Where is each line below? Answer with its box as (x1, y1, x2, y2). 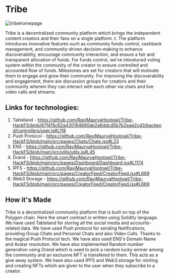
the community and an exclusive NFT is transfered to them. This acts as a (5, 252, 158, 258)
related (5, 225, 20, 231)
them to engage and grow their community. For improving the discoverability (5, 73, 164, 79)
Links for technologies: (5, 103, 80, 112)
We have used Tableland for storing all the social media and (5, 220, 130, 226)
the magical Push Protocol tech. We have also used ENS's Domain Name (5, 236, 156, 242)
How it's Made (5, 195, 51, 204)
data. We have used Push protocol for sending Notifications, (21, 225, 146, 231)
